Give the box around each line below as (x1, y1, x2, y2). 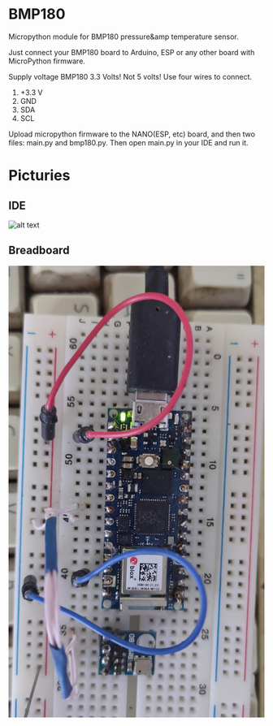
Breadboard (8, 244, 70, 257)
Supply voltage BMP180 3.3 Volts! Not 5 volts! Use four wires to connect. (8, 71, 253, 81)
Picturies (8, 166, 71, 185)
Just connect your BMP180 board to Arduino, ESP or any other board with (8, 47, 255, 57)
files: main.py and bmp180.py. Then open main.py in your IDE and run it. (8, 137, 249, 147)
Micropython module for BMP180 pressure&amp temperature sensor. (8, 32, 239, 41)
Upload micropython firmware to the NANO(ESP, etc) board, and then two (8, 129, 256, 139)
